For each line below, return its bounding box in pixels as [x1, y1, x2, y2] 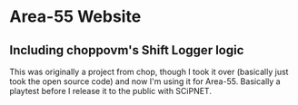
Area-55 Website [9, 6, 142, 27]
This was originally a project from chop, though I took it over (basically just [9, 66, 289, 77]
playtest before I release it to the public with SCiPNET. [9, 86, 212, 96]
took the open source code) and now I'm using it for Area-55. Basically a [9, 76, 281, 87]
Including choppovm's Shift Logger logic [9, 43, 244, 58]
